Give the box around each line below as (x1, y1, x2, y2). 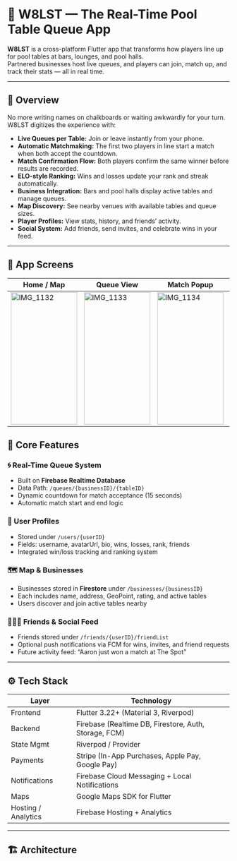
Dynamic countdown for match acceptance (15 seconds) (17, 491, 183, 500)
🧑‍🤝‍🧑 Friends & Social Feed (7, 617, 99, 627)
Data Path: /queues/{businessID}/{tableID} (17, 483, 145, 493)
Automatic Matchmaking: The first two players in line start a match (17, 141, 214, 150)
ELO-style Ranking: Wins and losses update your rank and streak (17, 171, 209, 180)
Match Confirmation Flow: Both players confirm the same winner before (17, 157, 229, 165)
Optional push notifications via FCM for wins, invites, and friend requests (17, 640, 230, 649)
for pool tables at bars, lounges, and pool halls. (7, 52, 144, 61)
